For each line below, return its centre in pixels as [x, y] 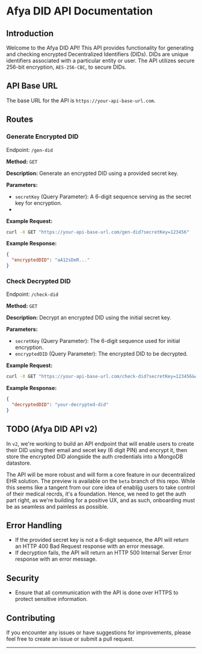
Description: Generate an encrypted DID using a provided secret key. [92, 173]
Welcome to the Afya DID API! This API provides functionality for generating [100, 48]
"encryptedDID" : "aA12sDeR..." [51, 260]
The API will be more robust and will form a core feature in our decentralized [101, 474]
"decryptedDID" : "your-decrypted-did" [60, 405]
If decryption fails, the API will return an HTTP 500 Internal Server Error [103, 553]
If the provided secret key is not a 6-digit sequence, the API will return [102, 540]
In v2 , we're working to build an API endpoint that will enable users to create [100, 444]
